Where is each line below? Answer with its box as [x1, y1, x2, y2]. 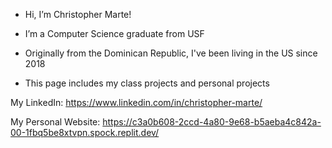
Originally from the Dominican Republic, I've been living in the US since [24, 47, 318, 59]
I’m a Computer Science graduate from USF [24, 28, 205, 39]
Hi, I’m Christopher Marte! [24, 9, 132, 20]
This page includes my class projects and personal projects [24, 77, 270, 89]
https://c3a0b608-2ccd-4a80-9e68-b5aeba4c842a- [102, 116, 322, 128]
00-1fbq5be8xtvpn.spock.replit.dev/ [10, 127, 160, 138]
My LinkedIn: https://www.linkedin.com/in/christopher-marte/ [10, 97, 263, 108]
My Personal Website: [10, 116, 101, 128]
